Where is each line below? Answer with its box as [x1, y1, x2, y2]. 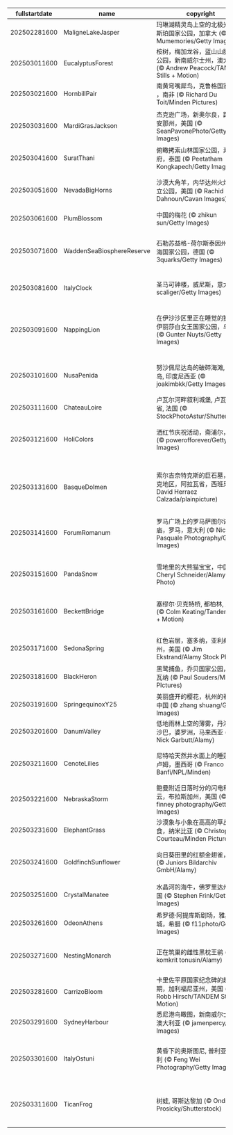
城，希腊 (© [155, 919, 191, 928]
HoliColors [63, 435, 94, 444]
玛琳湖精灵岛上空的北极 [155, 20, 223, 29]
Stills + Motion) [155, 71, 200, 79]
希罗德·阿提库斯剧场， [155, 911, 219, 919]
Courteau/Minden [155, 834, 207, 842]
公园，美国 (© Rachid [162, 186, 224, 195]
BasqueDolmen [63, 483, 107, 491]
